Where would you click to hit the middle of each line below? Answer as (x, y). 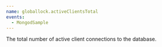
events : (16, 17)
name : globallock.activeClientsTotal (52, 11)
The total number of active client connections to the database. (81, 39)
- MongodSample (30, 22)
